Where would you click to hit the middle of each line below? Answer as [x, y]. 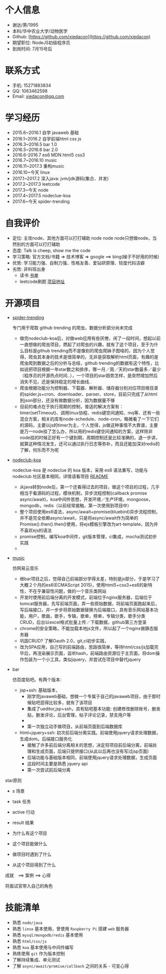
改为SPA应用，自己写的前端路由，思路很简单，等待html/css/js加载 [87, 647]
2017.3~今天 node [30, 190]
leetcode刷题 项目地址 [42, 281]
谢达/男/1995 [25, 25]
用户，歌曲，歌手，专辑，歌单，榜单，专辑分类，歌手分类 [87, 616]
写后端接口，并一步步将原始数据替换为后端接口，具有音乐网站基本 [87, 610]
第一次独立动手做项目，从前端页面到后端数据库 [75, 726]
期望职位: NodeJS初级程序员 [41, 42]
